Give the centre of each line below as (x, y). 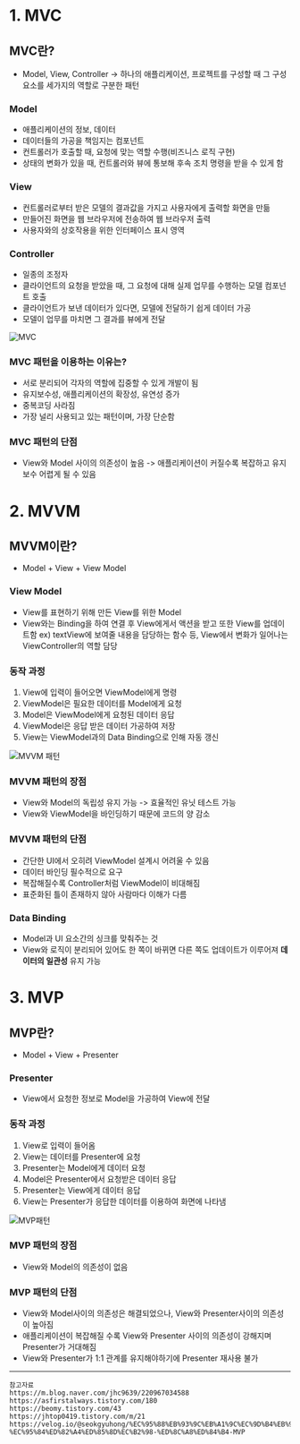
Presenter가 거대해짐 (59, 1347)
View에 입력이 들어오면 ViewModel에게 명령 (100, 692)
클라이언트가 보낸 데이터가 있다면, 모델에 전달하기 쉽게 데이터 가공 (137, 308)
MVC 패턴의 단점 (43, 442)
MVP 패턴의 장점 (43, 1245)
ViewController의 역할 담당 (70, 645)
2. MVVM (45, 511)
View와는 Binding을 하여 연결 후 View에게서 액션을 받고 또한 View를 (142, 623)
